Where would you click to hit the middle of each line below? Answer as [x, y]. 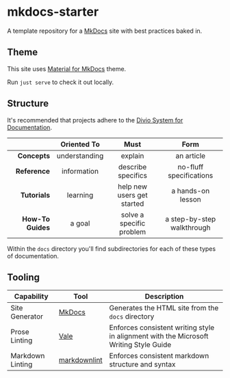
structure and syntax [142, 364]
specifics [132, 175]
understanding [80, 156]
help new [132, 187]
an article [191, 156]
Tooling [23, 277]
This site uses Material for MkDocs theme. [67, 68]
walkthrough [190, 228]
